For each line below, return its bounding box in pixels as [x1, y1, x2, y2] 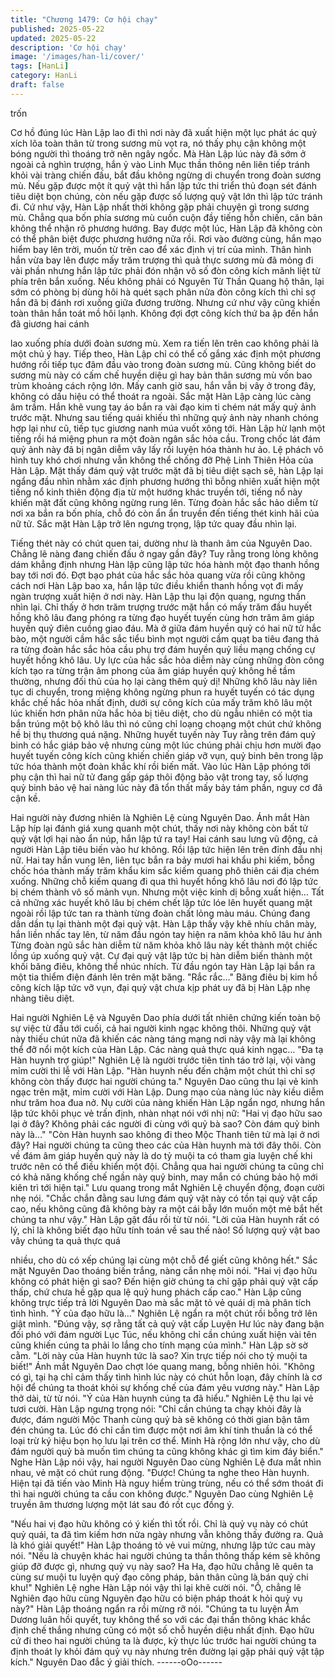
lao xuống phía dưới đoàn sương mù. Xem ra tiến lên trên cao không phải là [10, 337, 320, 349]
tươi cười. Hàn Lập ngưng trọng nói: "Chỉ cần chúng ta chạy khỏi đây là [10, 1402, 302, 1415]
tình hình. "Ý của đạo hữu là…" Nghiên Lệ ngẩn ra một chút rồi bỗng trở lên [10, 1307, 318, 1319]
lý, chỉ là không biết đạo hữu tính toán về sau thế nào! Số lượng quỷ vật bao [10, 1224, 321, 1236]
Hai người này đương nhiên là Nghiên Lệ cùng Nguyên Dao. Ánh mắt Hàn [10, 811, 310, 823]
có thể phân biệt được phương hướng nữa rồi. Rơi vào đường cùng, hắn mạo [10, 232, 322, 245]
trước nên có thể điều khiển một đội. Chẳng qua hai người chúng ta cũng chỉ [10, 1160, 324, 1172]
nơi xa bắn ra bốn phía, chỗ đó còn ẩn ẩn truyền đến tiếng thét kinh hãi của [10, 507, 320, 519]
